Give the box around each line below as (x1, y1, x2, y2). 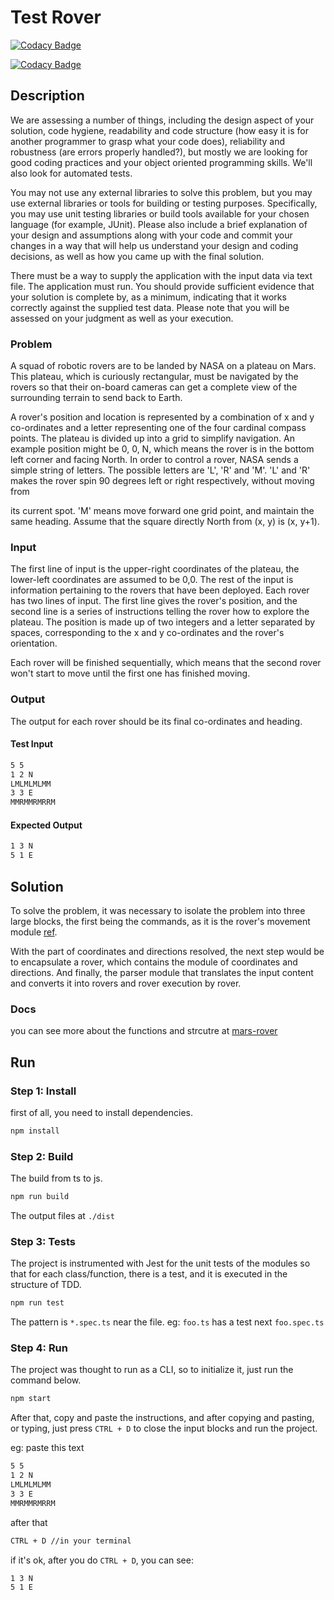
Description (10, 87, 85, 105)
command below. (10, 1374, 82, 1386)
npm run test (10, 1298, 65, 1308)
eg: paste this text (10, 1442, 85, 1454)
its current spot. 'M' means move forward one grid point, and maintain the (10, 505, 315, 517)
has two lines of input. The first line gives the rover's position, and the (10, 595, 298, 607)
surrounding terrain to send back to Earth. (10, 392, 183, 404)
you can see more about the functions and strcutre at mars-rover (10, 1025, 278, 1037)
